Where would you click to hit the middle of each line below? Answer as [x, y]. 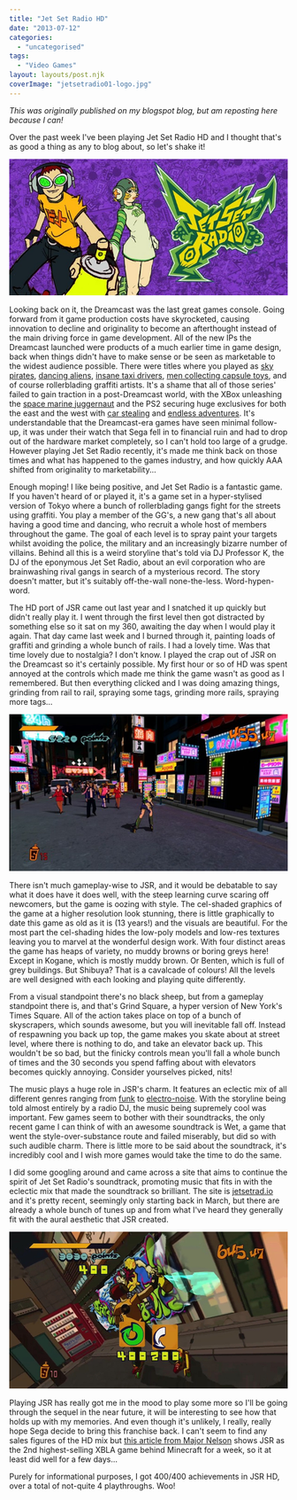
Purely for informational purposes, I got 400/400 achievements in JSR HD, [145, 1476]
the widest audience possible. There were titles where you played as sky [141, 366]
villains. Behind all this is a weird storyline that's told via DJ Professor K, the [147, 552]
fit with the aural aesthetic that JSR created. [89, 1219]
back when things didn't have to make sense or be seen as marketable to [142, 356]
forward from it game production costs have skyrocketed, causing [129, 318]
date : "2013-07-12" [45, 28]
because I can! [36, 120]
